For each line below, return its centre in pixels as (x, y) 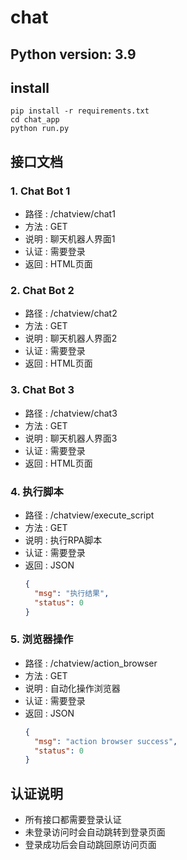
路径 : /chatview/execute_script (89, 515)
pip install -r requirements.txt (80, 111)
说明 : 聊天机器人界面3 (71, 438)
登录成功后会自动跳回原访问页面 (90, 845)
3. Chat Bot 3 (42, 390)
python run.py (40, 129)
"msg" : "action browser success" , (106, 741)
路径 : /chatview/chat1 (70, 214)
